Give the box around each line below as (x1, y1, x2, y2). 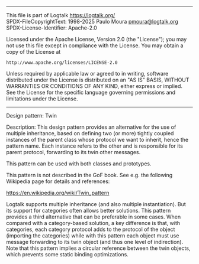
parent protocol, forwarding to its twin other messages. (6, 149, 141, 155)
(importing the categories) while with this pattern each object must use (6, 232, 179, 239)
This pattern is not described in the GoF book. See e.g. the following (6, 172, 173, 178)
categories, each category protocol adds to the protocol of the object (6, 226, 175, 233)
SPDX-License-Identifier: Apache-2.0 (6, 24, 98, 31)
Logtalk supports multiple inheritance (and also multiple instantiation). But (6, 201, 187, 207)
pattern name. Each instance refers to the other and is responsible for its (6, 142, 184, 149)
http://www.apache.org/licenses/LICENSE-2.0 (6, 60, 118, 66)
